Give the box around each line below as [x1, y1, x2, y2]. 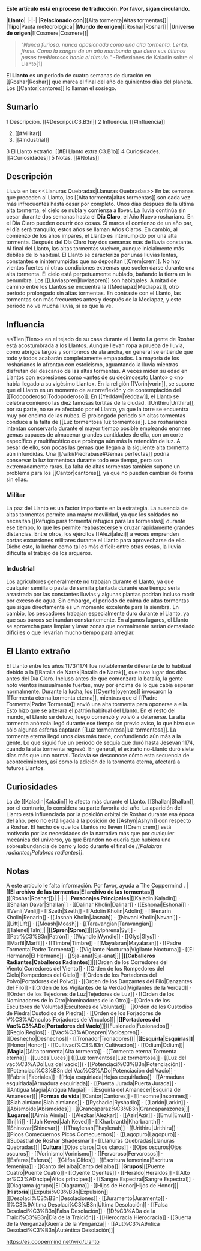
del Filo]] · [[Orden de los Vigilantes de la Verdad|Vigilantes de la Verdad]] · [6, 984, 192, 992]
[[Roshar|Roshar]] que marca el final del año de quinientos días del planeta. [6, 78, 193, 85]
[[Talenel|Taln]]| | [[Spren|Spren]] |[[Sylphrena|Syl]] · [6, 927, 136, 934]
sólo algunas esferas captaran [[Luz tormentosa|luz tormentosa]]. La [6, 726, 176, 733]
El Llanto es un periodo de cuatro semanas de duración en [6, 72, 151, 79]
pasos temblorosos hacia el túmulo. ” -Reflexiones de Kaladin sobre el [20, 54, 194, 61]
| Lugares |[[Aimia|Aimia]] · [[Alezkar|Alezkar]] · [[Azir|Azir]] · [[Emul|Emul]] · [6, 1112, 194, 1119]
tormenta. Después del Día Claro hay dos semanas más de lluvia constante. [6, 238, 193, 246]
